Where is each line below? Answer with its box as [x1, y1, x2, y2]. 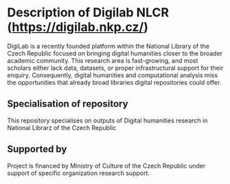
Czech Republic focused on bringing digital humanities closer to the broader [7, 49, 223, 57]
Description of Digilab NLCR [7, 5, 170, 21]
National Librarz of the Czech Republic [7, 123, 117, 131]
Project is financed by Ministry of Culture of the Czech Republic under [7, 161, 206, 170]
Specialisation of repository [7, 98, 128, 110]
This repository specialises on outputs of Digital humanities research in [7, 116, 208, 124]
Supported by [7, 144, 67, 155]
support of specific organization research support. [7, 169, 150, 177]
